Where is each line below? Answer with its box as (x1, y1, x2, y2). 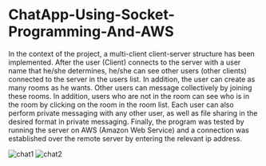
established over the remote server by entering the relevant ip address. (8, 133, 242, 143)
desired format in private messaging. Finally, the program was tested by (8, 117, 245, 126)
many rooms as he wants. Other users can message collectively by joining (8, 82, 252, 93)
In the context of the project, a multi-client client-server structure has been (8, 49, 256, 58)
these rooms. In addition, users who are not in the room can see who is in (8, 91, 250, 101)
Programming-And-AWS (8, 22, 174, 41)
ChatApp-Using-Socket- (8, 6, 176, 24)
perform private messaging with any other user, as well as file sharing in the (8, 108, 258, 117)
